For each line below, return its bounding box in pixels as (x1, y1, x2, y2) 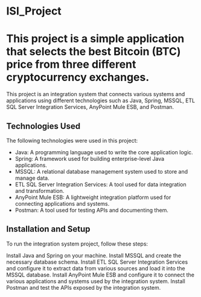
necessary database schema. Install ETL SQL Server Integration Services (6, 258, 188, 266)
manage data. (14, 174, 49, 181)
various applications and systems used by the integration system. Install (6, 277, 185, 285)
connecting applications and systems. (14, 200, 110, 207)
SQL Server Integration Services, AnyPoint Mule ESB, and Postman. (6, 103, 174, 111)
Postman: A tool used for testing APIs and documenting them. (14, 206, 169, 214)
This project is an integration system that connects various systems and (6, 91, 185, 98)
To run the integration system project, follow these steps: (6, 240, 148, 247)
